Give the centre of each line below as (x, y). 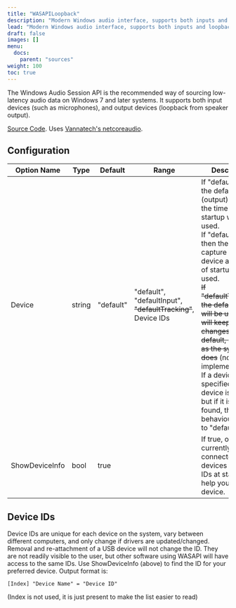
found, (212, 410)
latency (18, 100)
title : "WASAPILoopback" (44, 14)
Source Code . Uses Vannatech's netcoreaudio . (75, 128)
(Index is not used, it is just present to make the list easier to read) (103, 597)
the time (215, 209)
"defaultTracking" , (164, 310)
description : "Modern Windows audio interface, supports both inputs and (118, 20)
